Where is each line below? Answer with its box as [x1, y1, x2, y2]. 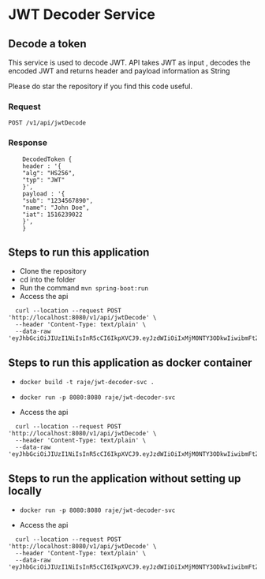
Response [8, 137, 47, 148]
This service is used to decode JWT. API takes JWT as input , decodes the [8, 58, 251, 67]
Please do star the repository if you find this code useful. [8, 81, 193, 91]
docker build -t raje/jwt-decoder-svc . [19, 379, 155, 387]
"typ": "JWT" [22, 176, 65, 184]
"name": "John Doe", [22, 204, 90, 211]
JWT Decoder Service [8, 6, 156, 24]
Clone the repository [19, 267, 87, 276]
